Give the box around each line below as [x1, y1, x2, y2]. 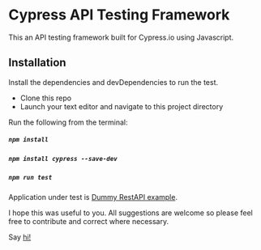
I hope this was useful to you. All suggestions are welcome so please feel [8, 208, 253, 218]
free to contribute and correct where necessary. [8, 217, 169, 227]
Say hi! [8, 232, 32, 242]
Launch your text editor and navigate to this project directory [19, 101, 224, 111]
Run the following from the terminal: [8, 117, 128, 127]
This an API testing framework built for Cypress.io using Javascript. [8, 32, 234, 42]
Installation [8, 56, 66, 70]
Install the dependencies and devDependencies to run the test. [8, 77, 219, 87]
